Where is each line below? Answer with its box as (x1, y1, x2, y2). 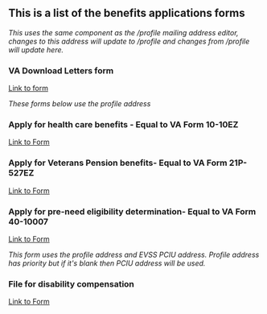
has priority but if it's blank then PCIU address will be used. (8, 258, 206, 268)
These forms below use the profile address (8, 99, 151, 109)
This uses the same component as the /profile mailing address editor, (8, 27, 239, 37)
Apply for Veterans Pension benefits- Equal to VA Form (8, 157, 228, 168)
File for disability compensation (8, 278, 135, 289)
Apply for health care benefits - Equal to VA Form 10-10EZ (8, 119, 239, 130)
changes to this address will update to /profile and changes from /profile (8, 36, 250, 46)
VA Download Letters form (8, 64, 114, 76)
